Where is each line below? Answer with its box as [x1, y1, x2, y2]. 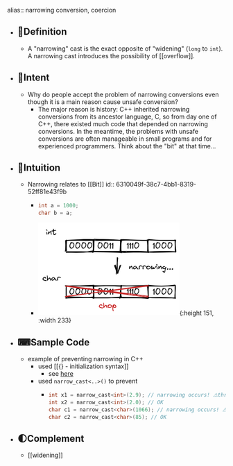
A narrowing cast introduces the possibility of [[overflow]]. [27, 51, 196, 60]
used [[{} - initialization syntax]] [37, 362, 129, 370]
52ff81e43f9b [27, 187, 67, 196]
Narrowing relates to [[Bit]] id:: [27, 180, 114, 189]
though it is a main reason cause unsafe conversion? [27, 97, 178, 106]
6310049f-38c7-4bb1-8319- [115, 180, 197, 189]
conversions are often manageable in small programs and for [37, 135, 212, 143]
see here [48, 370, 74, 377]
